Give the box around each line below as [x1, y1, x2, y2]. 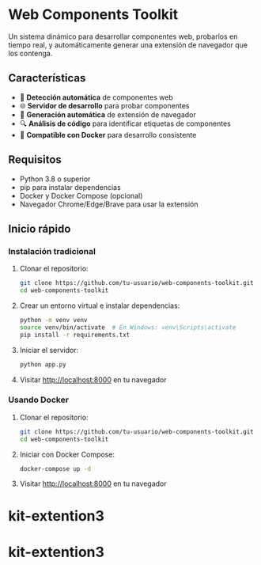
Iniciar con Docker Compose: [19, 449, 115, 459]
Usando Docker [8, 394, 70, 405]
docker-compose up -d [19, 465, 91, 472]
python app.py [19, 360, 66, 369]
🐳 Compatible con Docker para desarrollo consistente [19, 130, 197, 139]
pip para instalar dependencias [19, 182, 121, 191]
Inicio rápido [8, 222, 71, 235]
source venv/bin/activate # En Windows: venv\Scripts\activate [19, 323, 236, 332]
